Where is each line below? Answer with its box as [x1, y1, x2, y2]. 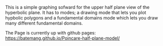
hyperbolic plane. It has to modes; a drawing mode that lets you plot [5, 9, 146, 15]
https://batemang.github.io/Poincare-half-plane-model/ [5, 35, 120, 41]
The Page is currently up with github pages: [5, 30, 96, 35]
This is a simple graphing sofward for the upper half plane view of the [5, 4, 150, 10]
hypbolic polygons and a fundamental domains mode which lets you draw [5, 15, 158, 20]
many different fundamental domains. [5, 20, 83, 26]
